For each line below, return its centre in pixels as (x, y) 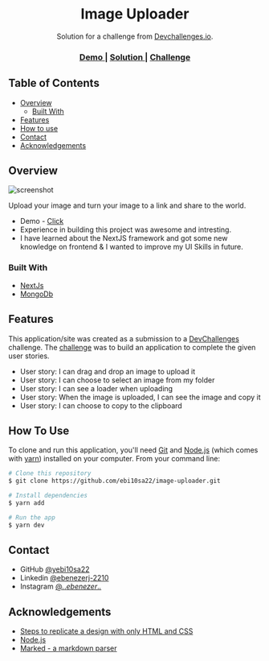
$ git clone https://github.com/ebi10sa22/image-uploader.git (114, 481)
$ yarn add (26, 503)
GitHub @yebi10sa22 (55, 569)
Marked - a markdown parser (69, 648)
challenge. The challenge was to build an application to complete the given (132, 347)
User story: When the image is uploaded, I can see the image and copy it (140, 397)
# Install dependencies (48, 496)
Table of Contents (54, 83)
